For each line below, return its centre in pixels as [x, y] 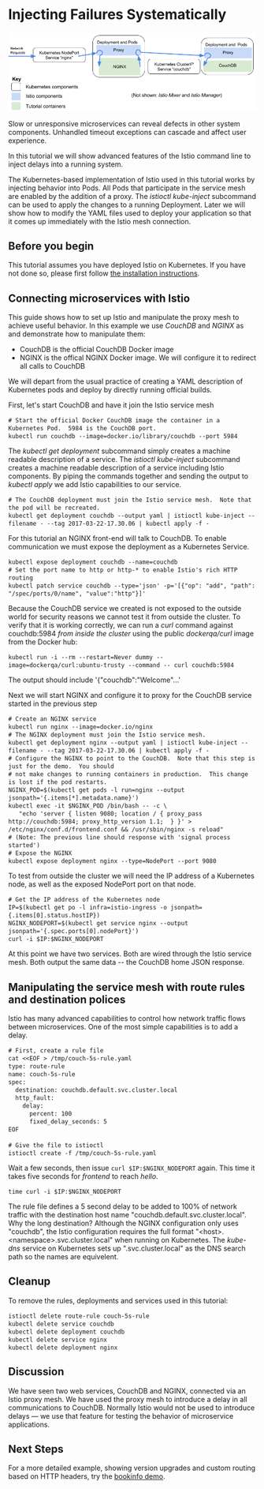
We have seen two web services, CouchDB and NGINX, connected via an [127, 1390]
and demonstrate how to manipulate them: [77, 334]
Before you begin [51, 246]
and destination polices [67, 999]
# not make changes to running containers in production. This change [128, 775]
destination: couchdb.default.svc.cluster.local [97, 1090]
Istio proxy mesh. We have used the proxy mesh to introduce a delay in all [128, 1399]
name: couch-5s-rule [42, 1074]
